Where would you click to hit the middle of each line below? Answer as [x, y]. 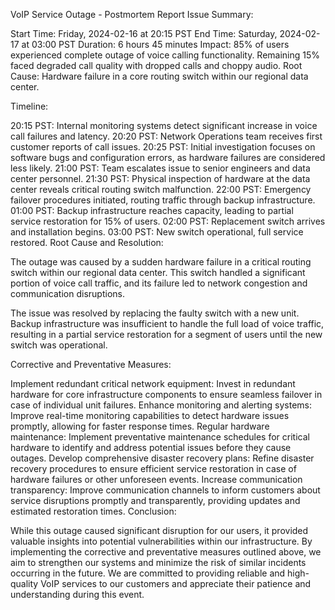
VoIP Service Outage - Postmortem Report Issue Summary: [132, 14]
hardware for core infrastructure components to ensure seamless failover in [166, 394]
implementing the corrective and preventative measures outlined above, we [166, 552]
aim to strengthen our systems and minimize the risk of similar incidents [158, 562]
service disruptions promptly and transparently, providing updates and [155, 500]
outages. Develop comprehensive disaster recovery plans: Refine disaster [162, 458]
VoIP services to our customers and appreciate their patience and [176, 583]
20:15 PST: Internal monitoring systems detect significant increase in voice [164, 125]
